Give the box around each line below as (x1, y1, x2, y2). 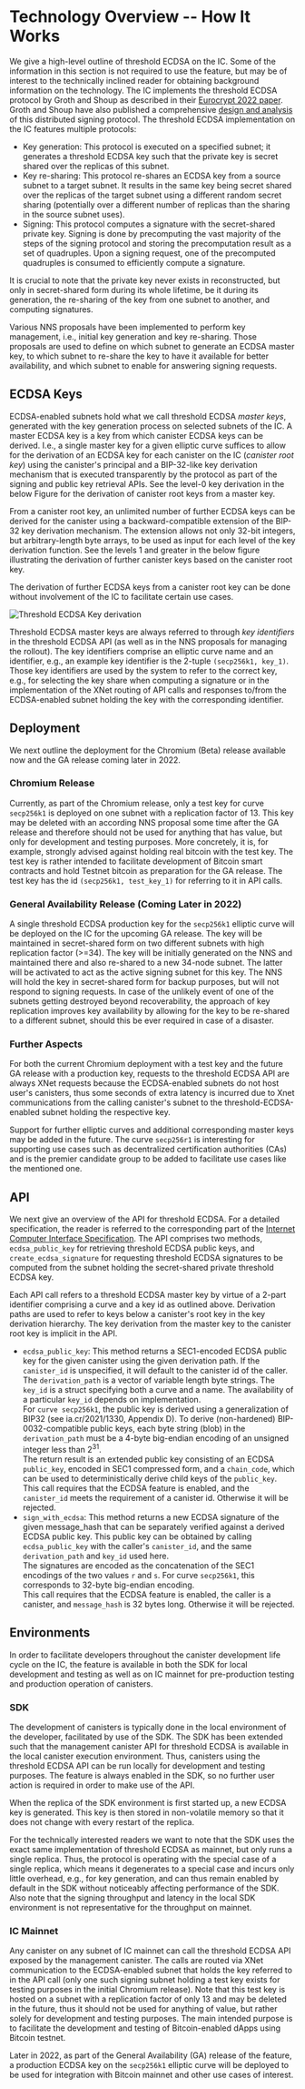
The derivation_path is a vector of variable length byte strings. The (22, 1374, 275, 1385)
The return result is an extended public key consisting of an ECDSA (22, 1454, 275, 1465)
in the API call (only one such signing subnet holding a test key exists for (9, 1974, 280, 1985)
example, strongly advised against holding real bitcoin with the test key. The (9, 846, 293, 857)
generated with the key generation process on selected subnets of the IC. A (9, 421, 293, 431)
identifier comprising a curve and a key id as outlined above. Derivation (9, 1299, 276, 1310)
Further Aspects (9, 1038, 84, 1050)
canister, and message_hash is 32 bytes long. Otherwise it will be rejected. (22, 1598, 295, 1609)
